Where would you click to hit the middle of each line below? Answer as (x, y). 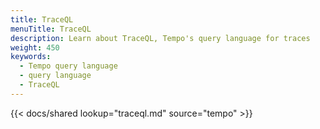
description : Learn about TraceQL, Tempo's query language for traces (160, 38)
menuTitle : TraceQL (51, 29)
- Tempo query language (68, 66)
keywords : (31, 57)
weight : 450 (35, 47)
